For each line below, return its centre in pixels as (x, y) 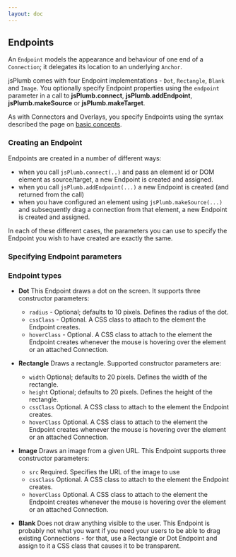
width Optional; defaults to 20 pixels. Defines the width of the (118, 377)
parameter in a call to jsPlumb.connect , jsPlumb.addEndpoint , (100, 95)
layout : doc (25, 14)
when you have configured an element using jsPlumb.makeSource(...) (120, 201)
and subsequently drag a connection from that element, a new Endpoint (123, 209)
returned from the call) (51, 194)
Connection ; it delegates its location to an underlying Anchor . (95, 67)
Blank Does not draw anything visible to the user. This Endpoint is (114, 523)
